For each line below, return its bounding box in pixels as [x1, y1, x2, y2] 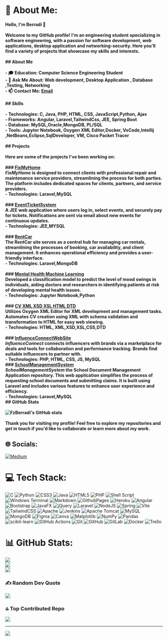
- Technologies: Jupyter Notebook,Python [5, 292, 95, 298]
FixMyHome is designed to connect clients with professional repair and [5, 170, 156, 176]
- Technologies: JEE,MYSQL [5, 223, 65, 229]
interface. [22, 255, 44, 261]
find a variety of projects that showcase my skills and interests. [5, 48, 140, 54]
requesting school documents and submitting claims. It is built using [5, 377, 150, 383]
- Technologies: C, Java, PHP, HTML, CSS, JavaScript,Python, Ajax [5, 111, 147, 117]
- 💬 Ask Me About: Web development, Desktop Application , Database [5, 77, 153, 83]
